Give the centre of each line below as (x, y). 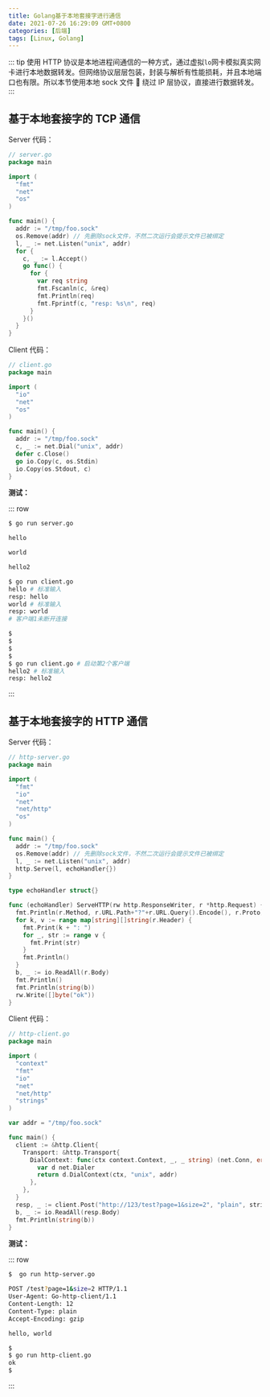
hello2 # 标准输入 (37, 671)
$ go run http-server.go (51, 1275)
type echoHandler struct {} (53, 891)
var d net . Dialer (66, 1168)
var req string (63, 281)
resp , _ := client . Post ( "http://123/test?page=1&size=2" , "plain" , (131, 1205)
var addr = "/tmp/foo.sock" (55, 1123)
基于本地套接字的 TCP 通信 (74, 119)
